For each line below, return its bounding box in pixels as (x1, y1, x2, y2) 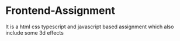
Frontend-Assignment (5, 4, 115, 17)
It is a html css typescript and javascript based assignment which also (5, 23, 174, 30)
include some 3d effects (5, 29, 64, 36)
